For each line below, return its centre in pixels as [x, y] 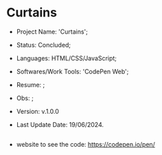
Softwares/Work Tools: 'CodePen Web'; [72, 71]
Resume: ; [31, 84]
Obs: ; [25, 98]
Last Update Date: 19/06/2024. [60, 124]
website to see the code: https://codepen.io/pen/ [86, 145]
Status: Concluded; [44, 45]
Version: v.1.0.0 [38, 111]
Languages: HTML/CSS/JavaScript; [67, 58]
